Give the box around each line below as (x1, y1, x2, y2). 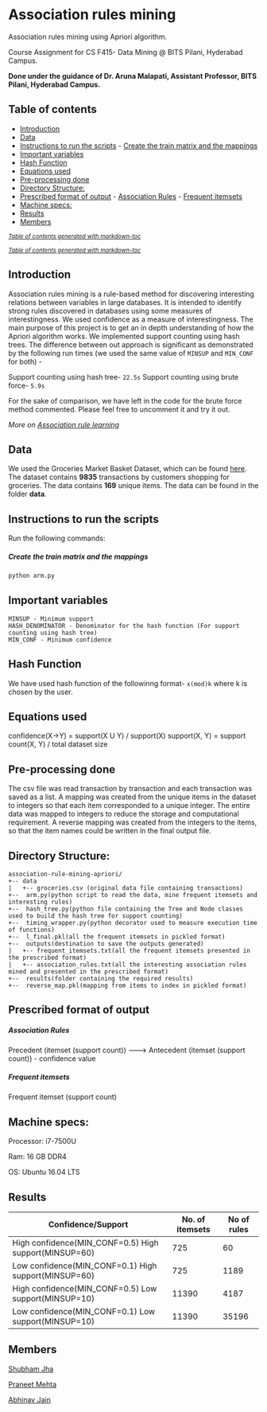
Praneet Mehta (8, 1379, 57, 1389)
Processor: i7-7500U (8, 1137, 77, 1146)
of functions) (8, 926, 56, 934)
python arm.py (8, 571, 56, 580)
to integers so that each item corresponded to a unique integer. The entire (8, 801, 250, 810)
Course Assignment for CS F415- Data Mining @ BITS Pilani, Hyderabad (8, 47, 244, 57)
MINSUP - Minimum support (8, 614, 94, 622)
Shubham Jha (8, 1363, 54, 1374)
